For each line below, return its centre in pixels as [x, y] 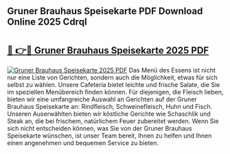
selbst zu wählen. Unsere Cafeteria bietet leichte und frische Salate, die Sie [114, 85]
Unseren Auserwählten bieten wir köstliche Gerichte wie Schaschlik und [109, 114]
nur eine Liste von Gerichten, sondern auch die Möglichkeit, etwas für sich [113, 77]
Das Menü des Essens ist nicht [172, 70]
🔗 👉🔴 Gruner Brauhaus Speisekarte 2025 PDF [108, 50]
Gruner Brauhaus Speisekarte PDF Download [105, 11]
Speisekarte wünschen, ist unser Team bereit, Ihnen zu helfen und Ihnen [110, 136]
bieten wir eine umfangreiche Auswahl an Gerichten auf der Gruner [102, 99]
